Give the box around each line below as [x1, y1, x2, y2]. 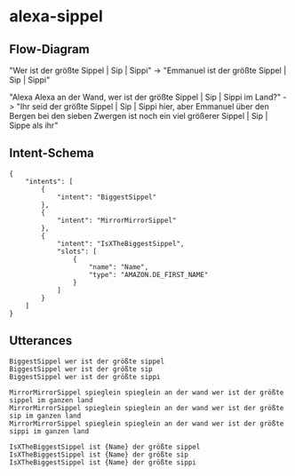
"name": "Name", [88, 262, 149, 272]
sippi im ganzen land [9, 426, 90, 436]
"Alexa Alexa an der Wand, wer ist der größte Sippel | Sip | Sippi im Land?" [9, 91, 282, 102]
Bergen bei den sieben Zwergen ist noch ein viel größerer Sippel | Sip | [9, 111, 268, 121]
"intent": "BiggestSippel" [56, 193, 157, 202]
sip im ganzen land [9, 411, 82, 420]
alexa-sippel [9, 6, 104, 27]
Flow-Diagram [9, 42, 91, 57]
